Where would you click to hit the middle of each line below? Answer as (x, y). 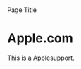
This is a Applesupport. (41, 58)
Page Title (22, 10)
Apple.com (40, 38)
